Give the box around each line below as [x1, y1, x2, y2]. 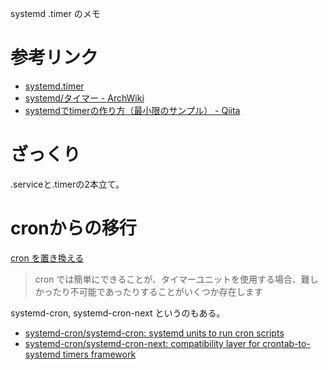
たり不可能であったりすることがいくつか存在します [52, 285, 263, 297]
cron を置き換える [10, 252, 85, 264]
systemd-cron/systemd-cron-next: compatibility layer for [24, 337, 261, 349]
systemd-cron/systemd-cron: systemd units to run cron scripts [24, 327, 285, 339]
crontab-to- [262, 337, 311, 349]
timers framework [62, 348, 137, 360]
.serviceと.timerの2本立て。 [10, 178, 125, 190]
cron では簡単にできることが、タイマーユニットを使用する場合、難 [34, 273, 310, 285]
